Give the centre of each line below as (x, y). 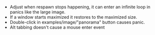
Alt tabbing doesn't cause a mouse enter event (57, 27)
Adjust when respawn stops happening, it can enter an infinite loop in (80, 7)
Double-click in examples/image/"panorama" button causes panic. (77, 22)
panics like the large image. (37, 12)
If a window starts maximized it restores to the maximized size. (73, 17)
